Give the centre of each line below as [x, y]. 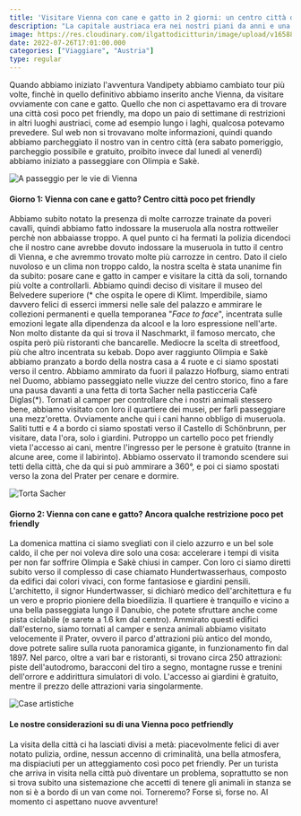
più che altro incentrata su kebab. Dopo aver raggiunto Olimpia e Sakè [139, 352]
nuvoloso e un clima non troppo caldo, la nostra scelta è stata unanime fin [146, 266]
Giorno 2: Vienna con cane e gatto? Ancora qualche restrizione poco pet [146, 514]
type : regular [36, 59]
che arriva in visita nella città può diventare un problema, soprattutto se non [149, 773]
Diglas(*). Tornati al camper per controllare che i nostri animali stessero [141, 400]
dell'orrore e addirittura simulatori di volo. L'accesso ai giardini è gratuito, [144, 677]
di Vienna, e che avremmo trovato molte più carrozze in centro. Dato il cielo [148, 257]
